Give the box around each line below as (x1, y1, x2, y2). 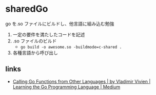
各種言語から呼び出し (12, 50, 58, 56)
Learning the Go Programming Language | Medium (12, 84, 121, 90)
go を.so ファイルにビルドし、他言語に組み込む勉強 (5, 20, 114, 27)
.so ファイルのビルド (12, 38, 57, 44)
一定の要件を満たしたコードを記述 (12, 31, 85, 37)
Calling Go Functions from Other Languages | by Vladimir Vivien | (12, 78, 151, 84)
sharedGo (5, 3, 48, 15)
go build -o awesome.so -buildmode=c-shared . (20, 44, 122, 50)
